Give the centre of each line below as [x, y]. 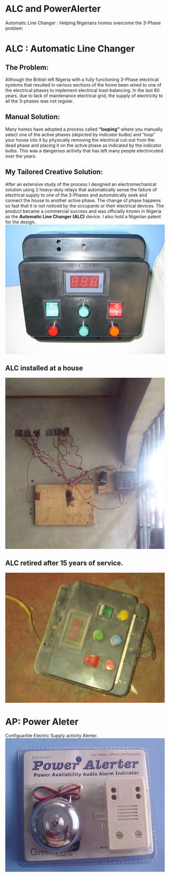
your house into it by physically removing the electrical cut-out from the [80, 140]
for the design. [20, 222]
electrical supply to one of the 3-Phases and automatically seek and [76, 195]
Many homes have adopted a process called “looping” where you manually [84, 129]
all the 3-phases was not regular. [39, 101]
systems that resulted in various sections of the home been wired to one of [83, 85]
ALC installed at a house [44, 368]
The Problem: [27, 67]
